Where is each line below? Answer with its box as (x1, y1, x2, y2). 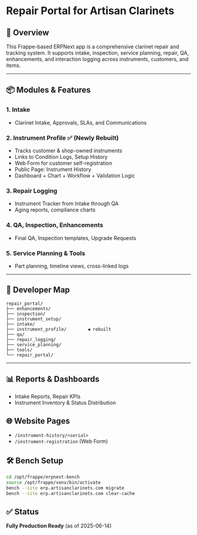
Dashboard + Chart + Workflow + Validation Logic (14, 172, 135, 179)
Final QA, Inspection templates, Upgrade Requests (14, 234, 137, 242)
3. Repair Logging (6, 186, 57, 195)
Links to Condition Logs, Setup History (14, 153, 108, 160)
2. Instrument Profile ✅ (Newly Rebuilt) (6, 133, 119, 142)
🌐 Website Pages (6, 416, 70, 426)
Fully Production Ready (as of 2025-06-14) (6, 522, 112, 530)
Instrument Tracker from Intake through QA (14, 200, 119, 207)
